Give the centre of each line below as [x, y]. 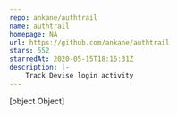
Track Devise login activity [80, 76]
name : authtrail [39, 26]
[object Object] [37, 101]
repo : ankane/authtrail [54, 17]
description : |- [39, 68]
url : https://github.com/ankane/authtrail [89, 42]
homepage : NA [34, 34]
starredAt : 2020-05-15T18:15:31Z [72, 59]
